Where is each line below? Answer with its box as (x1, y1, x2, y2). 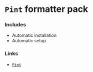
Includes (4, 21, 26, 28)
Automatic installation (11, 32, 57, 38)
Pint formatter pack (4, 3, 88, 15)
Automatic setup (11, 38, 46, 44)
